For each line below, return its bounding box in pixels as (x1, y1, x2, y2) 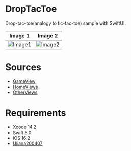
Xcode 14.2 (12, 124, 37, 130)
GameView (12, 78, 36, 84)
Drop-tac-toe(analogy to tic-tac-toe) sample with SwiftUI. (5, 20, 126, 26)
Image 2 (37, 32, 58, 39)
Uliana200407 (12, 140, 43, 146)
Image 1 (9, 32, 30, 39)
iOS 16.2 (12, 135, 31, 141)
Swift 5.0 (12, 129, 32, 136)
